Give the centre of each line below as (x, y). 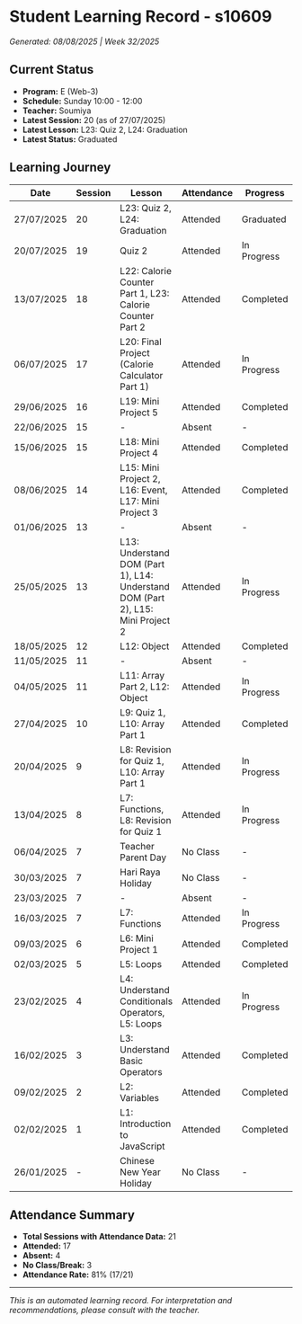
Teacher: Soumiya (57, 111)
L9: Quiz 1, (143, 712)
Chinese (138, 1160)
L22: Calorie (146, 271)
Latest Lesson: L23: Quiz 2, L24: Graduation (105, 129)
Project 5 (139, 413)
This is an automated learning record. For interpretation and (121, 1301)
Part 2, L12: (145, 687)
